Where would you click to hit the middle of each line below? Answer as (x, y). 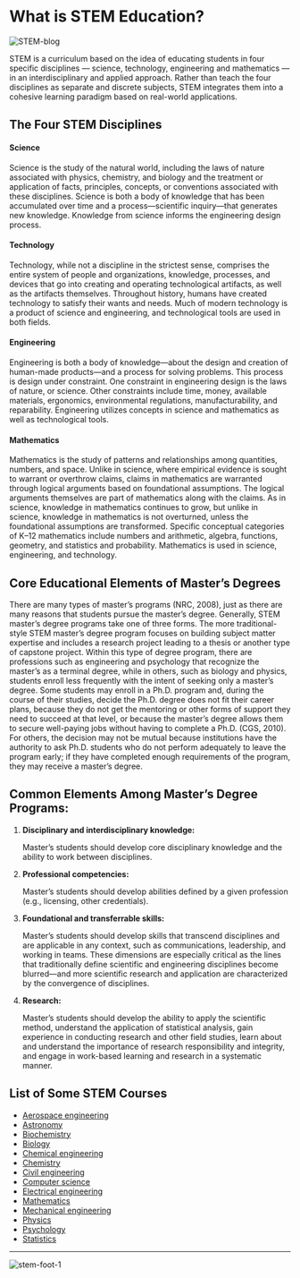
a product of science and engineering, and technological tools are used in (145, 312)
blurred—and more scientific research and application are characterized (155, 974)
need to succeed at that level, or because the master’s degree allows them (146, 719)
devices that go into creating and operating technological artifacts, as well (146, 284)
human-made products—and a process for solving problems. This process (146, 371)
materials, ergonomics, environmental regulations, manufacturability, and (144, 400)
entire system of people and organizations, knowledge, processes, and (140, 274)
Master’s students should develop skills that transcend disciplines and (151, 935)
